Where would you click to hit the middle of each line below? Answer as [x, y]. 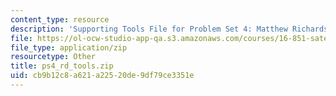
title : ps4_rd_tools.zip [62, 66]
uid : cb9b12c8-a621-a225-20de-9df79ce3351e [102, 76]
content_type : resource [60, 19]
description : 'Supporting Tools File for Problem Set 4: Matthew [149, 29]
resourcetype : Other [53, 57]
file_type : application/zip [69, 47]
